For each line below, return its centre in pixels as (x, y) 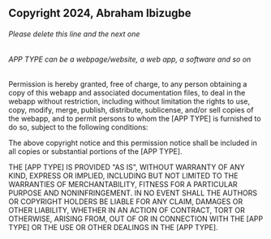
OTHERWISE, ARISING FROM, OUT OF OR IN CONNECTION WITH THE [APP (136, 219)
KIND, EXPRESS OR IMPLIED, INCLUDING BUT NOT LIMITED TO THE (123, 176)
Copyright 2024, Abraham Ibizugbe (100, 13)
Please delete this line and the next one (74, 34)
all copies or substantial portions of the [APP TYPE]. (95, 152)
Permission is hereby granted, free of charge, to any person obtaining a (128, 84)
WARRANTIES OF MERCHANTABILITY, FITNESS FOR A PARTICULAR (123, 185)
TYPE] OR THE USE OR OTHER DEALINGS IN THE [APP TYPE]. (113, 228)
